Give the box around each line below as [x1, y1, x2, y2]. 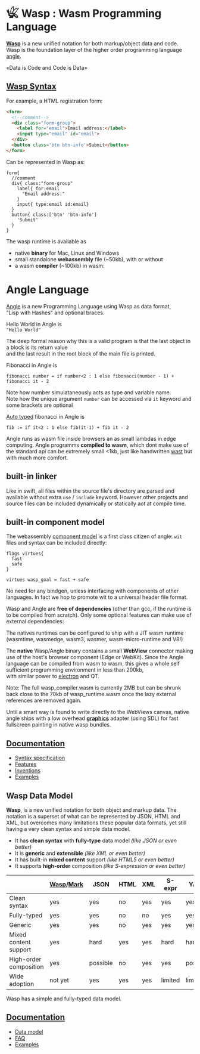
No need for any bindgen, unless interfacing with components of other [6, 588, 179, 595]
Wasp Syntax [6, 81, 57, 92]
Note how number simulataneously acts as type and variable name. [6, 388, 171, 396]
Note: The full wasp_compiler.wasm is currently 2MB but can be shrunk [6, 684, 182, 691]
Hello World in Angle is [6, 320, 62, 327]
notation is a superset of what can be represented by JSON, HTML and [6, 812, 180, 820]
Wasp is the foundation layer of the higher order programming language [6, 46, 183, 53]
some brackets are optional [6, 401, 73, 409]
